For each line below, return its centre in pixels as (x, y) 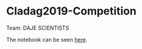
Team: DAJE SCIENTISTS (38, 28)
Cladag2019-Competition (72, 11)
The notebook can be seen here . (47, 39)
